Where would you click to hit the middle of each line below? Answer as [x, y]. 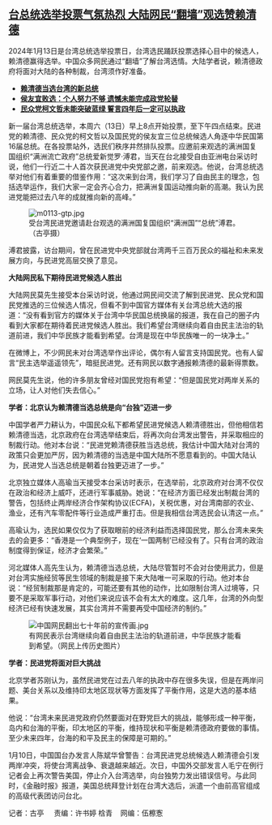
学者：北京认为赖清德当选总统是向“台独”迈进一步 [90, 407]
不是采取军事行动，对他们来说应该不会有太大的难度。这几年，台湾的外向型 [139, 598]
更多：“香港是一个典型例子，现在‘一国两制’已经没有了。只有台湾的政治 [147, 540]
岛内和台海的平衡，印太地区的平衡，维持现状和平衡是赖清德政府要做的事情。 [136, 728]
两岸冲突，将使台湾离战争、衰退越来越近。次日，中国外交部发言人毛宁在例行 [136, 765]
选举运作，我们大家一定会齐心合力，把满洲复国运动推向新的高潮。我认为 [136, 187]
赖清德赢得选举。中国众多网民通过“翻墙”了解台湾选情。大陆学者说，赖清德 [132, 61]
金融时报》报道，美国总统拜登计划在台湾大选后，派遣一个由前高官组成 [143, 785]
